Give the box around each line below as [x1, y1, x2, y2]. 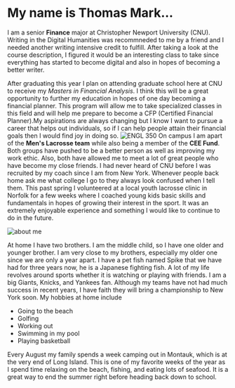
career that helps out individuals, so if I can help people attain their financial [7, 124, 227, 132]
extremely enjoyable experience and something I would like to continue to [7, 206, 220, 214]
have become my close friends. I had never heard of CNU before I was [7, 161, 212, 169]
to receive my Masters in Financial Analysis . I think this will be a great [7, 86, 209, 95]
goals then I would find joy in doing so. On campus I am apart [7, 131, 223, 140]
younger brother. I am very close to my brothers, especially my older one [7, 248, 217, 257]
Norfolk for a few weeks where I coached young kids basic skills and [7, 191, 206, 200]
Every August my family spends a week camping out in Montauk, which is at [7, 350, 228, 358]
